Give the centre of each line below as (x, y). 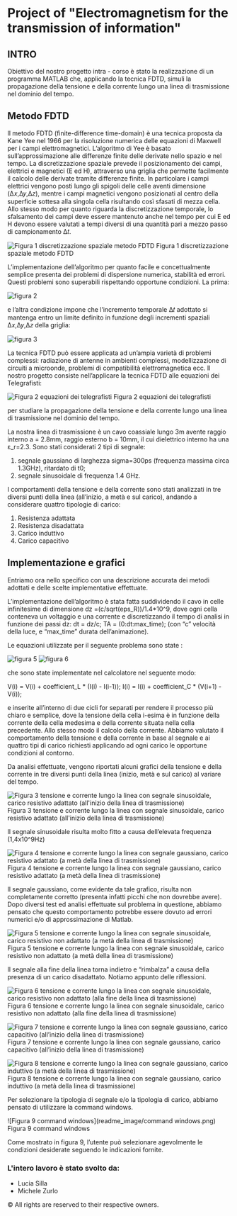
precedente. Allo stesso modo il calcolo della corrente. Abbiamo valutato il (116, 730)
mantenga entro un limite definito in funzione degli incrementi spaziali (109, 317)
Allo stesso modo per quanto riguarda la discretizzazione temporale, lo (110, 209)
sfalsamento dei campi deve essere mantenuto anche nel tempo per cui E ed (119, 216)
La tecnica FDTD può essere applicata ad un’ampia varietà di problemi (109, 353)
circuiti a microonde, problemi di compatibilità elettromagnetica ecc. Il (109, 368)
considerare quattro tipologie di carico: (64, 504)
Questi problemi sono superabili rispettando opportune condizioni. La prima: (118, 282)
